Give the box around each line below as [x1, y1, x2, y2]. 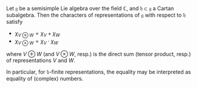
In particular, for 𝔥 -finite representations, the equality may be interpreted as [6, 68, 191, 76]
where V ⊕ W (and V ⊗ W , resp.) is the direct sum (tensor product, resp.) [6, 50, 191, 58]
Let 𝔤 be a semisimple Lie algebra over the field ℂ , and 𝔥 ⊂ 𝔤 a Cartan [6, 5, 174, 12]
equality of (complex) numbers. [6, 75, 84, 82]
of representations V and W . [6, 56, 76, 64]
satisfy [6, 18, 23, 25]
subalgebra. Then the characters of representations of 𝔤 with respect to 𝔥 [6, 11, 186, 18]
